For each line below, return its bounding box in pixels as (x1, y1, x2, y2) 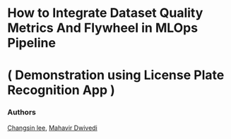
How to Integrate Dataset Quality (7, 5, 203, 21)
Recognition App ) (7, 83, 115, 98)
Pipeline (7, 35, 57, 51)
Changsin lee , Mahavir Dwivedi (7, 123, 97, 132)
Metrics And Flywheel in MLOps (7, 20, 199, 36)
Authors (7, 107, 37, 117)
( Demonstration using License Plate (7, 67, 225, 83)
